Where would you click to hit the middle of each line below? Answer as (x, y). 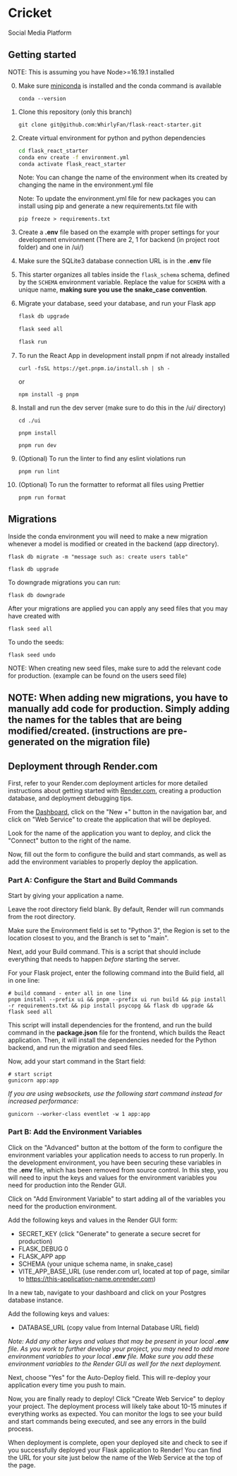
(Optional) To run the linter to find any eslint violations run (102, 459)
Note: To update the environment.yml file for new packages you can (117, 199)
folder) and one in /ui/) (51, 247)
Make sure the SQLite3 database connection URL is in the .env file (115, 261)
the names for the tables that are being (95, 720)
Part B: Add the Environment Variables (75, 1132)
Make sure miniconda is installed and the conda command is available (120, 86)
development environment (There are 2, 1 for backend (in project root (119, 240)
